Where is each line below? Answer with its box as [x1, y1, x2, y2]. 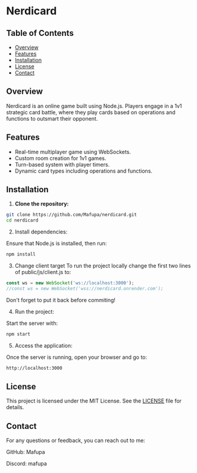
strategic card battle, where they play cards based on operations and [6, 109, 176, 116]
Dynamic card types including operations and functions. [14, 167, 153, 174]
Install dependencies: [14, 228, 68, 235]
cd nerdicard [6, 217, 39, 223]
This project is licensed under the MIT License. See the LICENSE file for [6, 397, 182, 404]
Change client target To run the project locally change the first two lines [14, 262, 191, 269]
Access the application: [14, 342, 73, 349]
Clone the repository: [14, 200, 69, 207]
